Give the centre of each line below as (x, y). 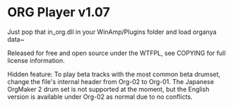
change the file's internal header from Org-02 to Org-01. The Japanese (110, 81)
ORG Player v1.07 (59, 12)
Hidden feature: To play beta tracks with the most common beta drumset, (114, 74)
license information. (36, 60)
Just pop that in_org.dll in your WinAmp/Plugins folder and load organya (112, 32)
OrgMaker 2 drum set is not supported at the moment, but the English (108, 89)
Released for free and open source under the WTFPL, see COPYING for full (116, 53)
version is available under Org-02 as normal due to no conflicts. (100, 97)
